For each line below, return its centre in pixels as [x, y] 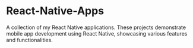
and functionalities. [30, 40]
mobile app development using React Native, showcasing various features [97, 33]
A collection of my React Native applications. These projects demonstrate [96, 27]
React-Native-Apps [55, 11]
